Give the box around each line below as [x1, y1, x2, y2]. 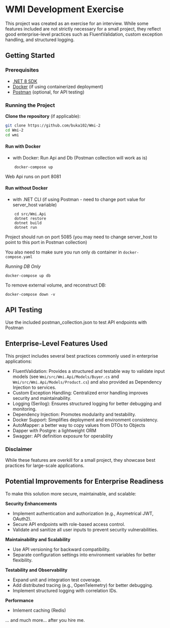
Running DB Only [5, 263, 41, 269]
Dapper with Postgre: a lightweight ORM [12, 427, 97, 433]
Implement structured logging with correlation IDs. [12, 587, 118, 593]
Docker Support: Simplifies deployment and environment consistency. [12, 417, 158, 423]
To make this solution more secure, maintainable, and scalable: [5, 490, 137, 496]
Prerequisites [5, 67, 39, 74]
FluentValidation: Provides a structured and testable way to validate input [12, 368, 165, 374]
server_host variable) [12, 202, 57, 208]
